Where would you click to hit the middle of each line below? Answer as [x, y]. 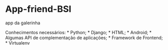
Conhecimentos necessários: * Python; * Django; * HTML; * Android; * [78, 32]
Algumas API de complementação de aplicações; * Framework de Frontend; [84, 38]
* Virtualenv [18, 43]
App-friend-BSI [38, 9]
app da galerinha [23, 23]
